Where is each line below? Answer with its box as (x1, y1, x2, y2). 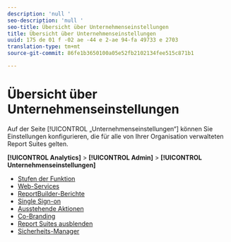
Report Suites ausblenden (17, 219, 93, 228)
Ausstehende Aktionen (17, 204, 84, 212)
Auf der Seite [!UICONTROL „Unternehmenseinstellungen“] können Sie (7, 124, 213, 133)
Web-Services (17, 181, 60, 190)
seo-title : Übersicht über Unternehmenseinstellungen (7, 23, 170, 30)
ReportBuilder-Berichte (17, 189, 85, 198)
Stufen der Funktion (17, 174, 76, 183)
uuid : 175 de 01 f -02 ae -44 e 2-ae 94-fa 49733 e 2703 (7, 37, 179, 44)
